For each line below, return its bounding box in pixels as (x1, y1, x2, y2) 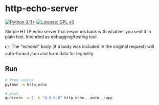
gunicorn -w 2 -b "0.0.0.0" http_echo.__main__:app (5, 96, 113, 101)
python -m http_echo (5, 82, 47, 87)
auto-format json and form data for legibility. (5, 50, 94, 56)
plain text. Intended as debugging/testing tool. (5, 34, 98, 40)
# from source (5, 78, 34, 83)
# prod (5, 91, 19, 96)
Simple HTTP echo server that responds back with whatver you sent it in (5, 28, 152, 34)
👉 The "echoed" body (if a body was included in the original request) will (5, 43, 154, 49)
